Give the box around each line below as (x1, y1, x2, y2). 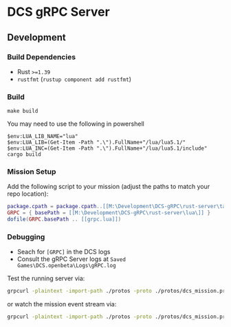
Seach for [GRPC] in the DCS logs (16, 248, 111, 256)
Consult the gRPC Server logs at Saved (16, 255, 126, 263)
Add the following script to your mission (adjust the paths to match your (7, 183, 210, 191)
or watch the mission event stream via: (7, 300, 117, 308)
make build (7, 108, 38, 115)
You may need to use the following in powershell (7, 120, 144, 128)
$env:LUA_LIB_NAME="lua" (7, 133, 78, 140)
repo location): (7, 190, 49, 198)
